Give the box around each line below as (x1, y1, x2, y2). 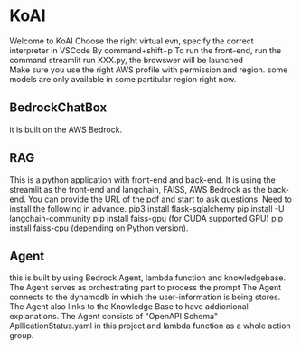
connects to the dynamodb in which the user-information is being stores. (9, 291, 281, 303)
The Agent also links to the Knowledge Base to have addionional (9, 301, 249, 312)
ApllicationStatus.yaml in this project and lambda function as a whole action (9, 320, 291, 331)
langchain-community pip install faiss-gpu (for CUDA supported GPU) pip (9, 213, 283, 223)
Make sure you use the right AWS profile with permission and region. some (9, 64, 288, 75)
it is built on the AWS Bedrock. (9, 124, 123, 135)
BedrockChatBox (9, 100, 108, 116)
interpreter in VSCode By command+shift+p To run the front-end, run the (9, 44, 282, 55)
